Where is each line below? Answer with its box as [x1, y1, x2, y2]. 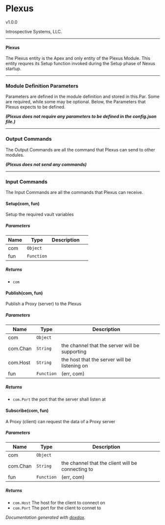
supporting [61, 348, 87, 355]
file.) [5, 119, 16, 125]
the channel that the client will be [61, 460, 138, 467]
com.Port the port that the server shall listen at [12, 396, 106, 402]
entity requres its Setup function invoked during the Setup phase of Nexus [5, 61, 156, 67]
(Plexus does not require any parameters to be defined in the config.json [5, 114, 157, 119]
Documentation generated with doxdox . [5, 515, 86, 521]
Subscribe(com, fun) [5, 407, 49, 413]
